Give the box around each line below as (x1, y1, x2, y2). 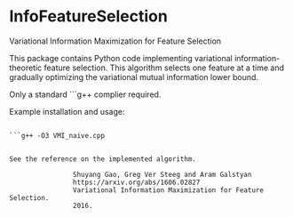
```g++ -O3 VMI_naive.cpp (9, 131, 105, 140)
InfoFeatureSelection (9, 6, 169, 27)
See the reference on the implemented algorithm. (9, 154, 197, 164)
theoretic (9, 62, 43, 73)
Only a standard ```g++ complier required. (9, 89, 162, 100)
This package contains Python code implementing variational (9, 52, 233, 63)
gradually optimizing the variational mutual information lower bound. (9, 71, 259, 82)
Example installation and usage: (9, 106, 125, 117)
